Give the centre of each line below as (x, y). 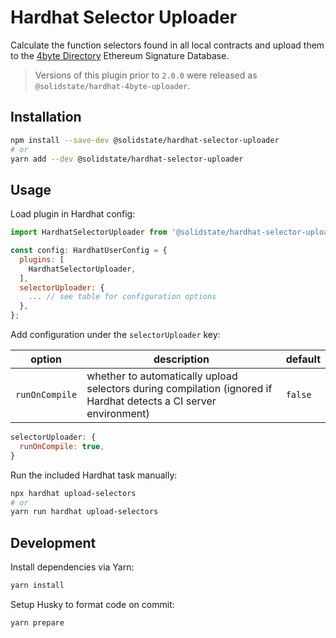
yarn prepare (37, 623)
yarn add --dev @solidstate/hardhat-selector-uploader (127, 159)
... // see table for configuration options (122, 297)
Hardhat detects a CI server (151, 401)
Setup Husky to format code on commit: (92, 604)
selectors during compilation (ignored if (179, 389)
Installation (46, 117)
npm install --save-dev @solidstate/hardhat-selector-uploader (145, 140)
